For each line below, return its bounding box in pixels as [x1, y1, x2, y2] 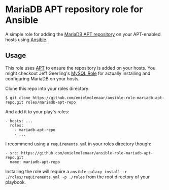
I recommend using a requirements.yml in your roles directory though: [5, 141, 152, 147]
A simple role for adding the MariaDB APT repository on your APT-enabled [5, 31, 161, 37]
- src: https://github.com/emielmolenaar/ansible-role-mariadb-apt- [5, 150, 153, 155]
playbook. [5, 179, 26, 185]
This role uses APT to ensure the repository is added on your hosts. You [5, 65, 156, 71]
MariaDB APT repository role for [5, 4, 143, 15]
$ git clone [5, 95, 30, 100]
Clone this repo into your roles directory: [5, 85, 90, 91]
